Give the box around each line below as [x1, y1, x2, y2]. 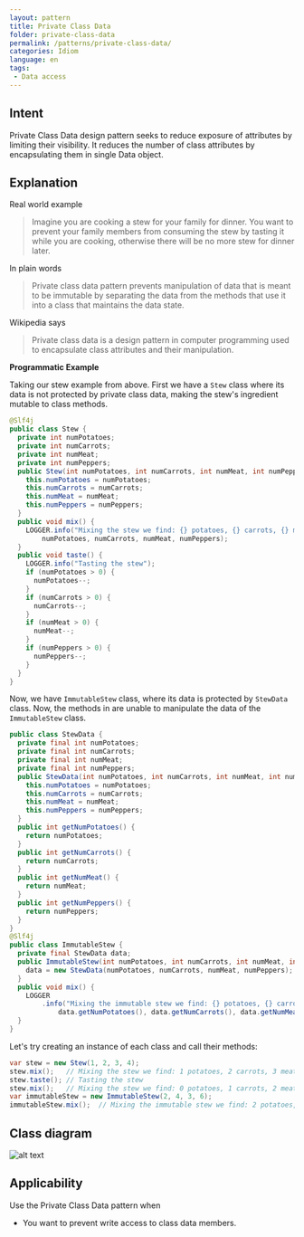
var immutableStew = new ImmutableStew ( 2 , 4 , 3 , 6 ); [9, 1092, 213, 1101]
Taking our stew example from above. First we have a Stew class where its [9, 379, 285, 390]
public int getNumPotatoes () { [17, 823, 136, 832]
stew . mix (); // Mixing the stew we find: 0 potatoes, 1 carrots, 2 [9, 1083, 278, 1093]
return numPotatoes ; [25, 831, 103, 840]
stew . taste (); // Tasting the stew [9, 1075, 144, 1084]
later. [31, 245, 52, 256]
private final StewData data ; [17, 949, 131, 958]
